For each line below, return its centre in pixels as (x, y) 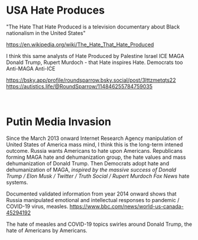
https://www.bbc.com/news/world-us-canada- (127, 206)
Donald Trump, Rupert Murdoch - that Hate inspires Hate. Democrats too (95, 62)
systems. (17, 182)
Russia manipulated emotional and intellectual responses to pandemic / (93, 200)
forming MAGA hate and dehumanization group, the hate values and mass (96, 157)
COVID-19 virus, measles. (37, 206)
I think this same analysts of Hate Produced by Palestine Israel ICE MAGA (95, 56)
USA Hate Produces (56, 10)
